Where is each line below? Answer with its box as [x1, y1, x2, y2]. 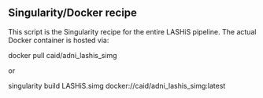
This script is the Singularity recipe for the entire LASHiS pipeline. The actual [8, 27, 257, 36]
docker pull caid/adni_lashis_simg [8, 50, 117, 60]
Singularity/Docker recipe [8, 6, 138, 20]
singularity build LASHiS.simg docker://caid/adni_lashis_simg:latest [8, 81, 226, 90]
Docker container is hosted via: [8, 35, 109, 45]
